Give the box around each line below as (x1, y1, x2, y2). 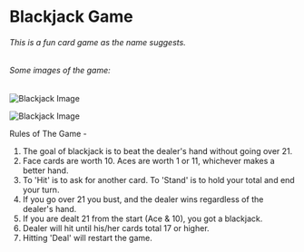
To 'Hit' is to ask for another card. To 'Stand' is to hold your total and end (22, 175, 295, 185)
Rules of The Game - (9, 129, 88, 139)
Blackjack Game (9, 6, 133, 27)
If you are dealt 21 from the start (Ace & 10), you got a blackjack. (22, 213, 263, 224)
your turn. (22, 184, 60, 195)
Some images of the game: (9, 65, 111, 76)
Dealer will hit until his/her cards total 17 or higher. (22, 223, 211, 233)
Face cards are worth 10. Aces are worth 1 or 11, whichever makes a (22, 156, 275, 166)
